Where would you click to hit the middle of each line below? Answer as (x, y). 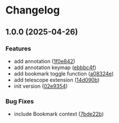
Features (18, 49)
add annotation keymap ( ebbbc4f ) (55, 67)
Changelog (33, 10)
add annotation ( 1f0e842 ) (44, 61)
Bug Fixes (20, 101)
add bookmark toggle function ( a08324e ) (64, 73)
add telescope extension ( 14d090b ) (57, 80)
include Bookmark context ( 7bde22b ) (59, 114)
